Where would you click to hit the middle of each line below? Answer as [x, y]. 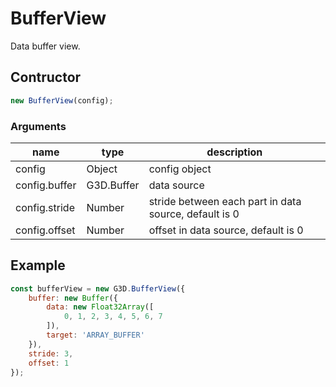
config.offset [45, 230]
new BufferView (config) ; [62, 100]
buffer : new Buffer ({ [73, 298]
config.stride [45, 207]
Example [38, 265]
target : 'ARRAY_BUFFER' [95, 335]
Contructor [46, 77]
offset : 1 [49, 363]
